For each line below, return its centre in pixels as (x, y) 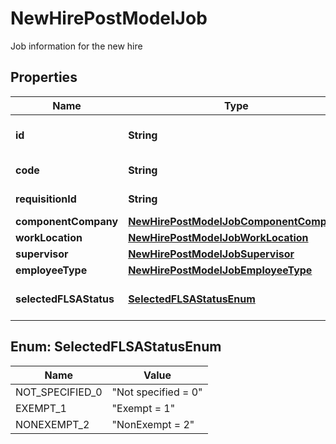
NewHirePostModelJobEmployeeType (220, 270)
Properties (44, 77)
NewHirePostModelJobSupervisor (211, 254)
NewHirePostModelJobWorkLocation (218, 237)
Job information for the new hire (76, 46)
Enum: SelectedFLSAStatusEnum (116, 347)
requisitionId (46, 199)
